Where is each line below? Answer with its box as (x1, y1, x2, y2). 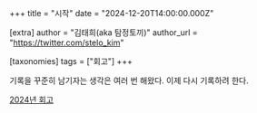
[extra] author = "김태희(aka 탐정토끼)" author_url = (9, 27, 198, 38)
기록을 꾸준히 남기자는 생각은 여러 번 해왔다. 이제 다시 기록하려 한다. (9, 75, 249, 86)
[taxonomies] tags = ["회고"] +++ (9, 56, 133, 66)
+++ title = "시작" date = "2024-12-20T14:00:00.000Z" (9, 8, 214, 18)
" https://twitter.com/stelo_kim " (9, 37, 124, 48)
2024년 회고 (9, 94, 54, 105)
